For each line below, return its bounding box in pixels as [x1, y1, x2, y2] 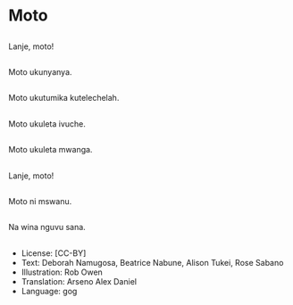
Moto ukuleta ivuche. [8, 118, 87, 129]
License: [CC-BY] [21, 247, 87, 259]
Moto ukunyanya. [8, 66, 72, 77]
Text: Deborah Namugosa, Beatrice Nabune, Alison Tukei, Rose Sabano [21, 257, 284, 268]
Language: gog [21, 285, 78, 296]
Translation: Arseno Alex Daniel [21, 276, 138, 286]
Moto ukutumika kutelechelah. [8, 93, 120, 103]
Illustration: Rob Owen [21, 267, 104, 277]
